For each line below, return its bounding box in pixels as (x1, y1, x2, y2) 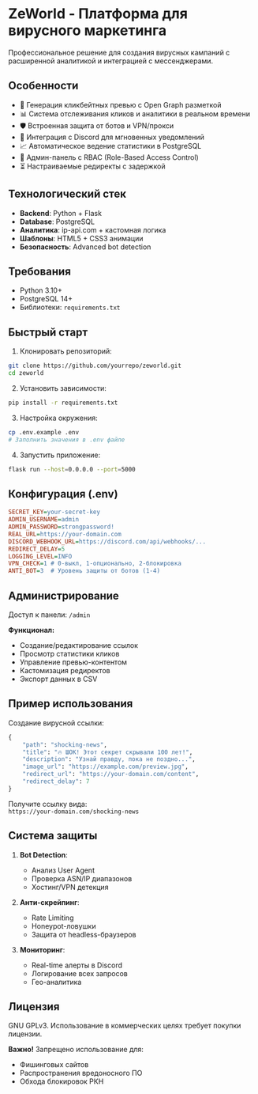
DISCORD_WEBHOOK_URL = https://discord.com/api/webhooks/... (8, 537, 207, 546)
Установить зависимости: (19, 383, 107, 392)
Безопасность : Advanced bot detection (19, 242, 151, 252)
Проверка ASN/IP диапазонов (31, 873, 133, 883)
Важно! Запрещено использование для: (8, 1045, 144, 1054)
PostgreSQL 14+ (19, 294, 73, 304)
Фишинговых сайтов (19, 1060, 89, 1069)
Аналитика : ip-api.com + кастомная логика (19, 225, 166, 234)
